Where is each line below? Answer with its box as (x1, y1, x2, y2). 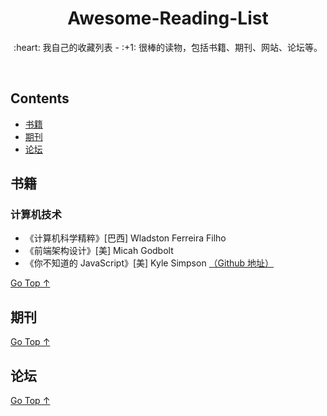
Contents (10, 90, 70, 107)
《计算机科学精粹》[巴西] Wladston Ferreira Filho (24, 232, 227, 244)
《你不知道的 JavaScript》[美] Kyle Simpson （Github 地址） (24, 257, 275, 269)
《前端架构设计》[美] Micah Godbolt (24, 245, 174, 257)
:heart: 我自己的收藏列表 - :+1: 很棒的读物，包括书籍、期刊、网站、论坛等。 (13, 41, 323, 53)
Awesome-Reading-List (67, 7, 269, 30)
